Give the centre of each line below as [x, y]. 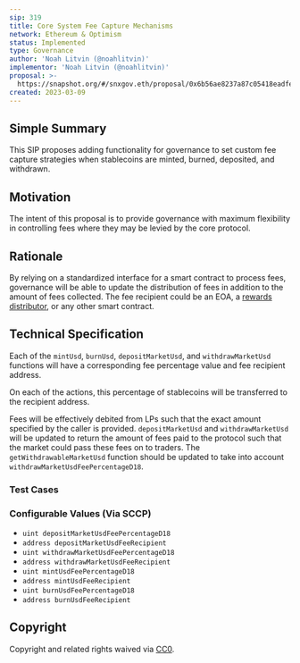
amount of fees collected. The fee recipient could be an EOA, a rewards [141, 297]
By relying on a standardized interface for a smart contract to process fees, [148, 277]
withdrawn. [30, 169]
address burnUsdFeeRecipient [76, 600]
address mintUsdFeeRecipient [76, 581]
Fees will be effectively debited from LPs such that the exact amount [135, 419]
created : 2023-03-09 [48, 92]
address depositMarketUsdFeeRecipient [94, 543]
